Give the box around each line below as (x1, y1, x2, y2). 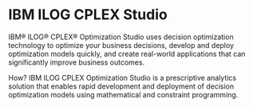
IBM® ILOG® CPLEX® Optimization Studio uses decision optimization (8, 32, 234, 42)
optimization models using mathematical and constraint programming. (8, 89, 239, 99)
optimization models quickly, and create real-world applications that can (8, 49, 246, 58)
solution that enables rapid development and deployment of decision (8, 81, 235, 91)
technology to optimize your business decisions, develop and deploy (8, 40, 234, 50)
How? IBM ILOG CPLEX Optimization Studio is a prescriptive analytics (8, 73, 237, 82)
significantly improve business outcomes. (8, 57, 145, 67)
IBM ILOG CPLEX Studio (8, 6, 168, 24)
